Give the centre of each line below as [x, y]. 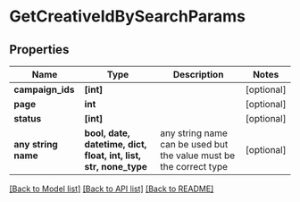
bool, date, [108, 133]
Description [198, 75]
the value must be [198, 156]
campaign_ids [44, 89]
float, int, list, [112, 156]
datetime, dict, [116, 144]
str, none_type [116, 167]
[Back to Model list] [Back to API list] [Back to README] [112, 189]
